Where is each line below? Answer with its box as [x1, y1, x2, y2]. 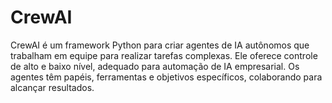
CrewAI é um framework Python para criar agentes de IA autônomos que [10, 39, 310, 51]
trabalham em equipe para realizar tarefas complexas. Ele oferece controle [10, 49, 318, 61]
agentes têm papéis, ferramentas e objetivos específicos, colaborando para [10, 71, 323, 83]
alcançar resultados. [10, 81, 95, 93]
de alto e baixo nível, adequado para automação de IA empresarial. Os [10, 60, 300, 72]
